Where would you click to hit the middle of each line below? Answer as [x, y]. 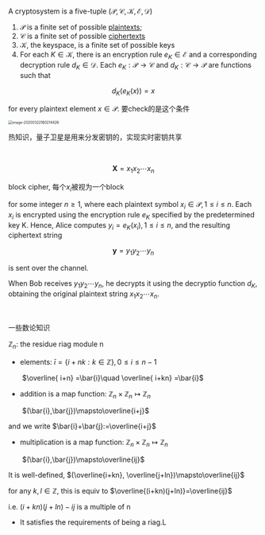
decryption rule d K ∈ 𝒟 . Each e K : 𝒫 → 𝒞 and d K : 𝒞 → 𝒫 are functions [136, 66]
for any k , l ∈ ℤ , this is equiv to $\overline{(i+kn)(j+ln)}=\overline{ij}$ [120, 491]
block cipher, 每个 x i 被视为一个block [66, 188]
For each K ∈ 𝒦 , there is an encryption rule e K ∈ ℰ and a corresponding [138, 56]
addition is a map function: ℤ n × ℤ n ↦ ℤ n [85, 394]
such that [35, 75]
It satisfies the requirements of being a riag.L [93, 522]
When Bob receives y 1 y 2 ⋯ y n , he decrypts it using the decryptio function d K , [133, 284]
